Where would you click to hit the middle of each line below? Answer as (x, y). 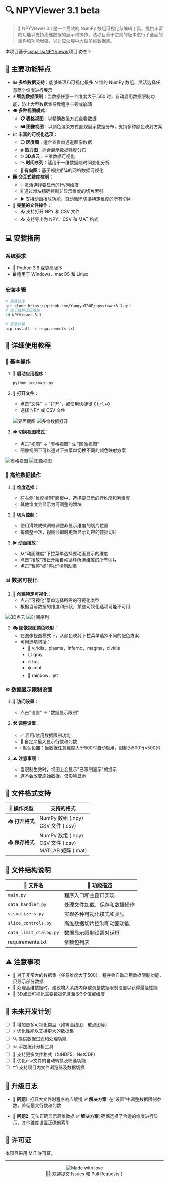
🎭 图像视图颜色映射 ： (35, 628)
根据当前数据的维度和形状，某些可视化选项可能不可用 (75, 607)
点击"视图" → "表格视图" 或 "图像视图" (59, 444)
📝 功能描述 (100, 885)
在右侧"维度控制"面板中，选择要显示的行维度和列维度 (75, 498)
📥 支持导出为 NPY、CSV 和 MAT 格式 (59, 219)
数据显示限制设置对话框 (92, 933)
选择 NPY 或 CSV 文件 (43, 410)
